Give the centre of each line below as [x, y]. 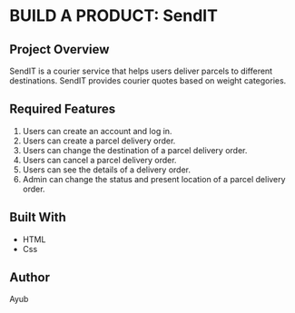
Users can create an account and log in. [97, 131]
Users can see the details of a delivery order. [107, 170]
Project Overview [59, 49]
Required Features [63, 109]
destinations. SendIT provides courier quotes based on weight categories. [148, 81]
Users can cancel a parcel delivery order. [99, 160]
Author [29, 278]
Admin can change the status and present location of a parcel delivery [154, 179]
